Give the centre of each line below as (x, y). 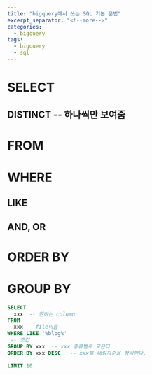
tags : (15, 40)
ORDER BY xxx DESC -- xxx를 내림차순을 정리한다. (77, 353)
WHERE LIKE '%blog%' (37, 334)
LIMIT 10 (20, 366)
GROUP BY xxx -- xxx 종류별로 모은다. (60, 346)
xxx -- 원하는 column (44, 314)
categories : (25, 27)
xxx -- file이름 (36, 327)
